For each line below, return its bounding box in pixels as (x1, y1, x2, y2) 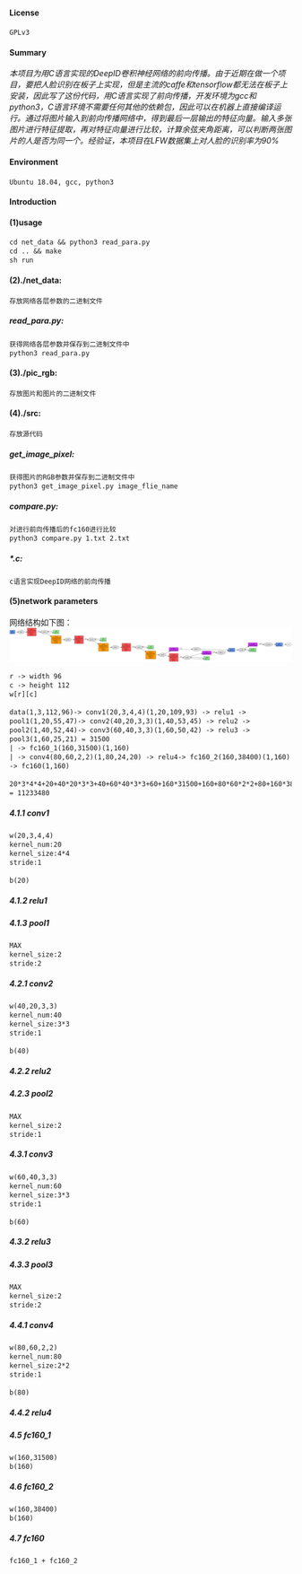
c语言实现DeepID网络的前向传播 (9, 577, 111, 586)
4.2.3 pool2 (9, 1089, 54, 1099)
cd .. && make (9, 247, 63, 256)
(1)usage (9, 216, 43, 228)
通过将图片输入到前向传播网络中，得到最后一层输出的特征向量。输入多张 (24, 113, 292, 124)
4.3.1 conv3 (9, 1149, 54, 1159)
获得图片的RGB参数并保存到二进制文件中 (9, 472, 135, 482)
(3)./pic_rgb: (9, 368, 58, 379)
